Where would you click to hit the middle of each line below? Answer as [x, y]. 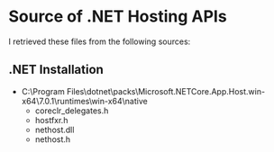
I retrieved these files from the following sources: [100, 41]
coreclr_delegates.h [72, 111]
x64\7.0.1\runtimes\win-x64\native [84, 101]
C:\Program [43, 91]
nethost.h [53, 139]
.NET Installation [56, 70]
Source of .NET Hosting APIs [118, 17]
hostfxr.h [51, 120]
